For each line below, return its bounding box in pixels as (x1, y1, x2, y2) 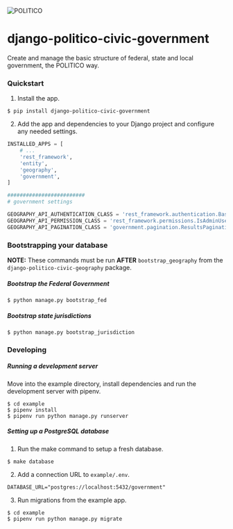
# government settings (7, 199, 73, 205)
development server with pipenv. (7, 387, 101, 395)
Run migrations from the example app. (17, 496, 127, 504)
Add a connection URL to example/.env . (17, 470, 130, 478)
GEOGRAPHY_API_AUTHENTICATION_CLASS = (7, 211, 119, 218)
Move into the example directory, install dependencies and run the (7, 379, 196, 388)
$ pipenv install (7, 406, 58, 413)
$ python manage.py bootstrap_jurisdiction (7, 328, 135, 336)
